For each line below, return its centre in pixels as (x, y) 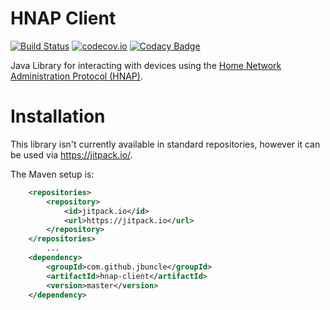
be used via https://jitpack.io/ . (71, 154)
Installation (58, 116)
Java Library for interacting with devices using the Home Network (146, 65)
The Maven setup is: (52, 174)
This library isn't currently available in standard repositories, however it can (165, 144)
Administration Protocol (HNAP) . (76, 76)
